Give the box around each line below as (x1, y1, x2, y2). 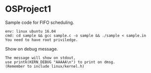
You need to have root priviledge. (5, 37, 78, 42)
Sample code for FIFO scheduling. (5, 19, 74, 25)
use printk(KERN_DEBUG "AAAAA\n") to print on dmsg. (5, 59, 116, 64)
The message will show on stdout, (5, 55, 76, 60)
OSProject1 (5, 3, 52, 15)
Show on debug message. (5, 46, 58, 52)
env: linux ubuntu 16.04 (5, 29, 56, 34)
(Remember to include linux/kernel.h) (5, 64, 85, 69)
